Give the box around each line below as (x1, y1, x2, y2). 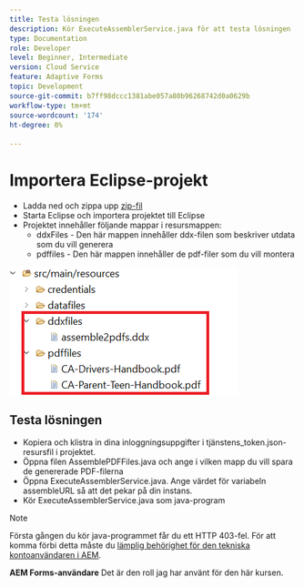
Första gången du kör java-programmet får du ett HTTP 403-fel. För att (9, 530, 276, 541)
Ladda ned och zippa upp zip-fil (22, 200, 143, 211)
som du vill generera (35, 239, 114, 250)
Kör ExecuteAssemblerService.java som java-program (22, 494, 226, 505)
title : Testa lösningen (9, 15, 100, 24)
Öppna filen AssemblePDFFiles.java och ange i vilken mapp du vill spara (22, 456, 293, 467)
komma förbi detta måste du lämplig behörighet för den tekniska (9, 540, 250, 551)
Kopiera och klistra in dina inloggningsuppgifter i (22, 437, 205, 448)
